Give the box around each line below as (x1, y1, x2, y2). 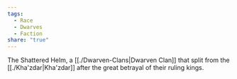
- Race (13, 17, 33, 24)
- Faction (13, 30, 43, 37)
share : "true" (7, 37, 50, 44)
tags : (7, 10, 23, 18)
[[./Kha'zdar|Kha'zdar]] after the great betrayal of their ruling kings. (7, 63, 204, 72)
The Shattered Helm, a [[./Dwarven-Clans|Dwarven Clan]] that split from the (7, 56, 230, 64)
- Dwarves (13, 23, 43, 30)
